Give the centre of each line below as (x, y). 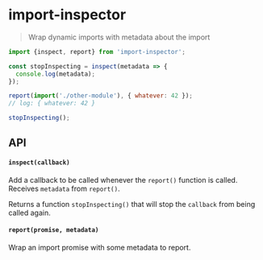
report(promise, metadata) (54, 230)
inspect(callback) (39, 163)
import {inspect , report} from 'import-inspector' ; (97, 52)
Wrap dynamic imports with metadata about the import (119, 37)
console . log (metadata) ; (55, 74)
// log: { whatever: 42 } (52, 103)
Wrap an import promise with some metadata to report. (100, 247)
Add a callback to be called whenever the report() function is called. (123, 180)
